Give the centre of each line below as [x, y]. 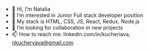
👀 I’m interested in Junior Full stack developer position [77, 15]
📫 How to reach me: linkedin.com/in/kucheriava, [71, 34]
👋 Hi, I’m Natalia [31, 9]
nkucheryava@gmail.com [42, 43]
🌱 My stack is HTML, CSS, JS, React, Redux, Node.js [76, 21]
